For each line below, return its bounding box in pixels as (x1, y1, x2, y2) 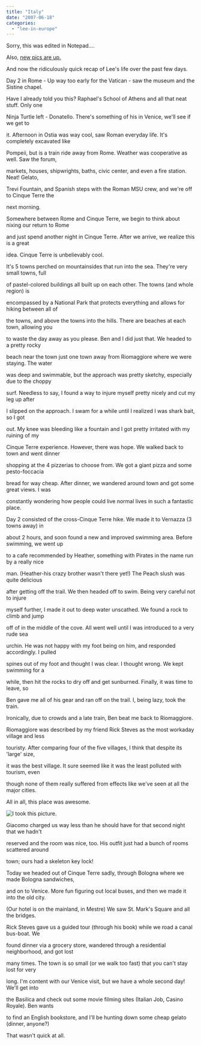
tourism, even (6, 769, 40, 776)
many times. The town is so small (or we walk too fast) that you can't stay (6, 960, 188, 967)
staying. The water (6, 359, 53, 367)
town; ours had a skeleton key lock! (6, 858, 94, 865)
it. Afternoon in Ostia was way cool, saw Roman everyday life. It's (6, 131, 168, 138)
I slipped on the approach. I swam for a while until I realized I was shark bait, (6, 408, 195, 415)
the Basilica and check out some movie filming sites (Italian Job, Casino (6, 996, 184, 1003)
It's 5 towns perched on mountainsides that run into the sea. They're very (6, 263, 188, 270)
